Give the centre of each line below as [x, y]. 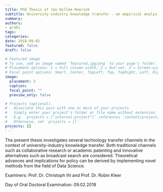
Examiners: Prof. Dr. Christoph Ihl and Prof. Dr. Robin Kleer [63, 175]
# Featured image [23, 59]
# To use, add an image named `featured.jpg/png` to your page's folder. [81, 64]
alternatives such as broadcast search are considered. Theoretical [71, 155]
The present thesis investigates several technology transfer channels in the [80, 140]
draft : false [18, 50]
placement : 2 [23, 81]
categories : [17, 37]
